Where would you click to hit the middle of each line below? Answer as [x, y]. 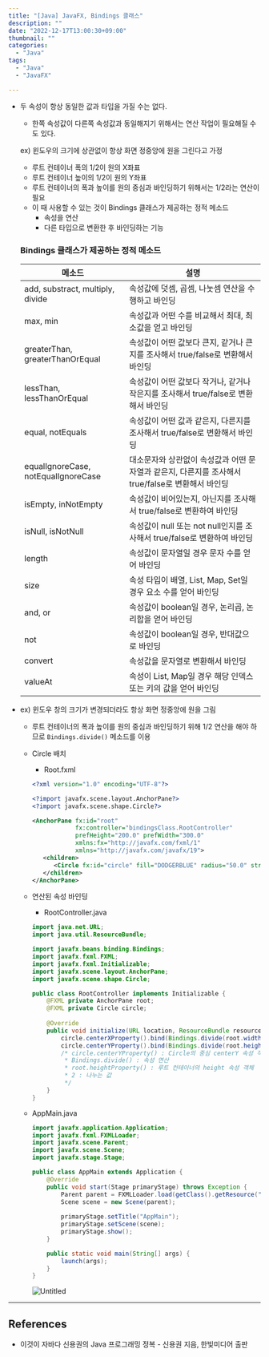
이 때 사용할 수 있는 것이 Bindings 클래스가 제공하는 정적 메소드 [130, 207]
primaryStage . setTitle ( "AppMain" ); [120, 1217]
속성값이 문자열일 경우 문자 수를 [185, 552]
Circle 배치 [49, 753]
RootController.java [75, 913]
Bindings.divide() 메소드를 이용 [99, 736]
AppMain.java [54, 1113]
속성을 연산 [61, 217]
